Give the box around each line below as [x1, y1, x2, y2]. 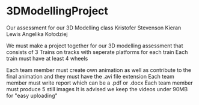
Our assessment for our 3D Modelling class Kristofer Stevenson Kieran [6, 24, 182, 31]
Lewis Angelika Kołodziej [6, 30, 68, 37]
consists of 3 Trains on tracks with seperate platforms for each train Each [6, 48, 188, 55]
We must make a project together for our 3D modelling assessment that [6, 42, 183, 49]
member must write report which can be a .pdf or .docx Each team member [6, 79, 194, 86]
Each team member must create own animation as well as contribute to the [6, 66, 191, 73]
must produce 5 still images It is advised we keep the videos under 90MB [6, 85, 188, 92]
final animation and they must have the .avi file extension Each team [6, 73, 174, 80]
